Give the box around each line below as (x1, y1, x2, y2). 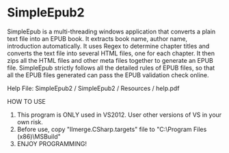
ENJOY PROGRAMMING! (16, 139, 87, 148)
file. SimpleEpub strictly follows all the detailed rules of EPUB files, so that (7, 64, 215, 72)
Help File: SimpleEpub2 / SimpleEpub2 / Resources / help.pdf (7, 84, 180, 92)
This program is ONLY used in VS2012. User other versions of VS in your (16, 111, 222, 119)
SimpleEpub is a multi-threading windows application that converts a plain (7, 27, 216, 36)
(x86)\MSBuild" (16, 132, 61, 141)
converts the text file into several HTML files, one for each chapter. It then (7, 49, 215, 57)
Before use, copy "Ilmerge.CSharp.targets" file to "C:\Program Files (16, 125, 207, 133)
